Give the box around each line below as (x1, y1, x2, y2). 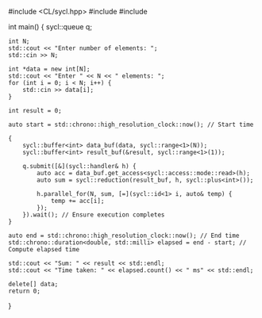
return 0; (8, 287, 41, 295)
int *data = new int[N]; (8, 65, 91, 73)
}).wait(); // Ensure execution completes (22, 211, 165, 219)
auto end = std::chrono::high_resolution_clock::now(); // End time (8, 232, 240, 239)
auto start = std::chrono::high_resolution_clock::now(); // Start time (8, 121, 254, 128)
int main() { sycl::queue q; (8, 22, 93, 31)
